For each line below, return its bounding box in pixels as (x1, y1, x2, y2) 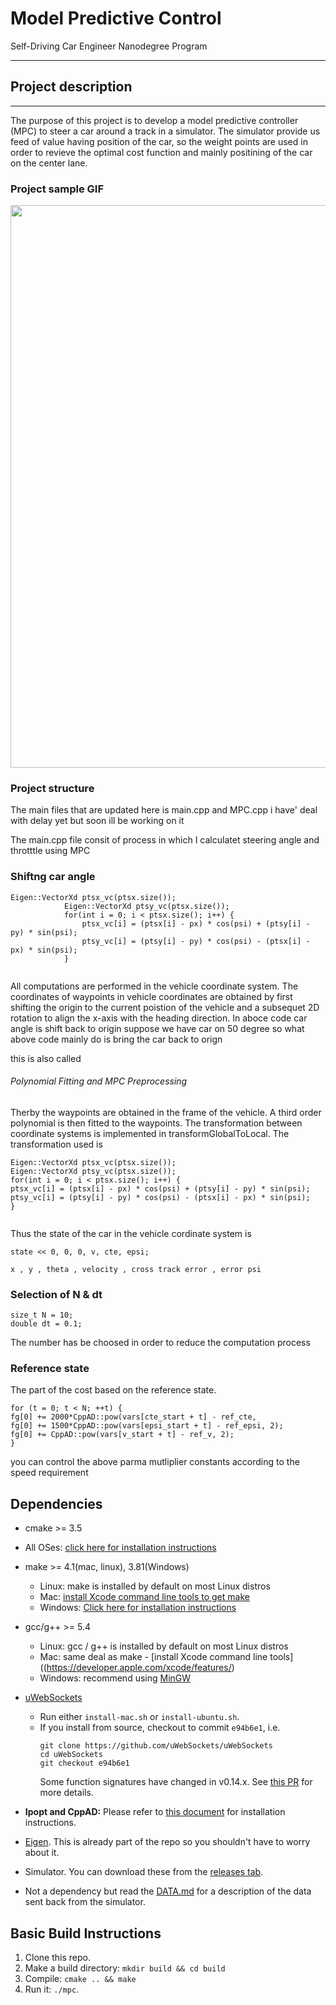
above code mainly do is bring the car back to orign (10, 1033, 223, 1045)
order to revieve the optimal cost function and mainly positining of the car (10, 146, 313, 158)
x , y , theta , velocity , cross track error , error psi (10, 1264, 262, 1274)
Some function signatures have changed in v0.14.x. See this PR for (39, 1776, 313, 1788)
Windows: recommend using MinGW (39, 1672, 192, 1684)
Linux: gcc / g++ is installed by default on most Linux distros (39, 1640, 289, 1652)
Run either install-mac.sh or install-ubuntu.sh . (39, 1711, 240, 1723)
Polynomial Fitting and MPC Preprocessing (10, 1075, 188, 1087)
